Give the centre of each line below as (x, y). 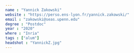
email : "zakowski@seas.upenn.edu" (43, 19)
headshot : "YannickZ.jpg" (33, 43)
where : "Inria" (22, 33)
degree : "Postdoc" (26, 24)
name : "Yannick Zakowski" (33, 10)
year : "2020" (20, 29)
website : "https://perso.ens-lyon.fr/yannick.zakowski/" (67, 15)
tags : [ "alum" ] (22, 38)
